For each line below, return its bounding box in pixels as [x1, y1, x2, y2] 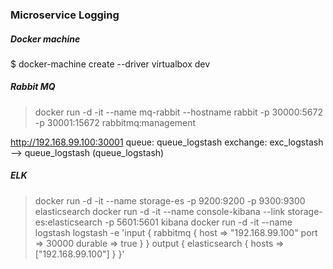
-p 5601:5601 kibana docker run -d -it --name [104, 216, 293, 228]
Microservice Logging [10, 8, 120, 22]
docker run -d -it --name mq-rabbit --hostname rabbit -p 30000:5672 [34, 106, 323, 118]
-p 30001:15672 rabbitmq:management [34, 116, 197, 128]
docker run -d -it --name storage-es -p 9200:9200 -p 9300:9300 [34, 194, 306, 207]
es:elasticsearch [34, 216, 103, 228]
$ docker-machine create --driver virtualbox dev [10, 58, 211, 70]
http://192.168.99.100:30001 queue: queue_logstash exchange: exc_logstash [10, 136, 324, 148]
